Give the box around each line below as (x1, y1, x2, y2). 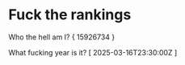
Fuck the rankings (8, 6, 132, 24)
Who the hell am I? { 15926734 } (8, 32, 116, 42)
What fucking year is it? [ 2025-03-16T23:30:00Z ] (8, 47, 178, 57)
